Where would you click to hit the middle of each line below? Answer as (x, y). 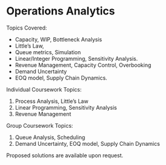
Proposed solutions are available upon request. (65, 155)
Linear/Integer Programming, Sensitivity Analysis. (76, 58)
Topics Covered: (27, 28)
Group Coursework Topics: (40, 125)
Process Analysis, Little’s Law (52, 101)
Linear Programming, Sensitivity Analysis (66, 107)
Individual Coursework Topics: (44, 89)
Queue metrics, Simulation (48, 52)
